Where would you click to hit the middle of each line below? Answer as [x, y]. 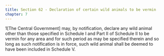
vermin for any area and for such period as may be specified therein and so [82, 39]
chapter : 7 [16, 14]
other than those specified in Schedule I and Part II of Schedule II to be [77, 33]
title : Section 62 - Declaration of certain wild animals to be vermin [81, 10]
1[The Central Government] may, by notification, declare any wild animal [79, 28]
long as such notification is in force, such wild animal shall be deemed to [79, 44]
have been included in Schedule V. [40, 49]
